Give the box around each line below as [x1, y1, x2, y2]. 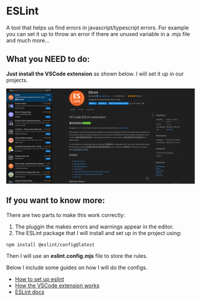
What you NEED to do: [6, 54, 90, 64]
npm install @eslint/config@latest [6, 242, 95, 248]
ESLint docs [14, 288, 45, 296]
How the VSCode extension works [14, 282, 100, 289]
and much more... [6, 37, 50, 44]
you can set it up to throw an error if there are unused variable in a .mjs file [6, 30, 190, 37]
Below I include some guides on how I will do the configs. [6, 264, 148, 271]
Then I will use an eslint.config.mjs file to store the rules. [6, 252, 148, 260]
